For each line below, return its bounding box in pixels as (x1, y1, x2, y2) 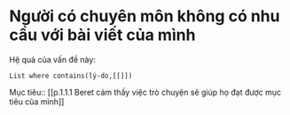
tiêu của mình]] (9, 96, 65, 107)
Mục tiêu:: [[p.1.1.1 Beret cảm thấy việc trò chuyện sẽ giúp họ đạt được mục (9, 87, 282, 97)
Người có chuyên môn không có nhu (9, 6, 280, 27)
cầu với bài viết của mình (9, 25, 196, 45)
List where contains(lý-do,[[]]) (9, 71, 133, 80)
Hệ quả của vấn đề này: (9, 54, 96, 65)
